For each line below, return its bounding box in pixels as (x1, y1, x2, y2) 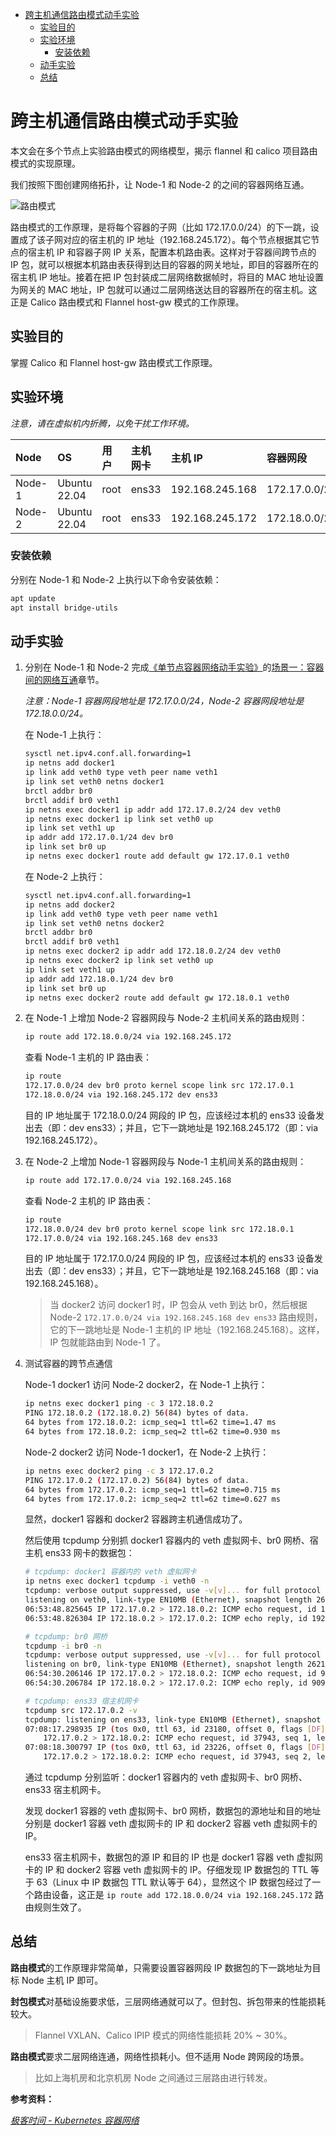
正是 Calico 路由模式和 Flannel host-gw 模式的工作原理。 (10, 296, 245, 308)
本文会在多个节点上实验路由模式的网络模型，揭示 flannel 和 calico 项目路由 (10, 144, 318, 157)
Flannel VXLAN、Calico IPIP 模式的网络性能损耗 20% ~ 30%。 (34, 2029, 293, 2041)
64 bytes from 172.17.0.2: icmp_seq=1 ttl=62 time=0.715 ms (24, 1484, 281, 1495)
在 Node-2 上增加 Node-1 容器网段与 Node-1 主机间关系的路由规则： (24, 1155, 307, 1167)
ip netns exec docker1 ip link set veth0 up (24, 814, 214, 824)
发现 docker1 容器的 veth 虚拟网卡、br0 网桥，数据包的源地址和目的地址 (24, 1805, 322, 1817)
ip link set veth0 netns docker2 (24, 918, 165, 928)
